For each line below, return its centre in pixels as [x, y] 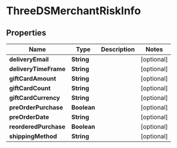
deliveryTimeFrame [37, 69]
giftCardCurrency [35, 98]
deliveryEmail [29, 59]
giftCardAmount [33, 78]
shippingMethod [33, 136]
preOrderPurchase [36, 107]
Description [118, 49]
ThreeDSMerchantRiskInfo [74, 11]
